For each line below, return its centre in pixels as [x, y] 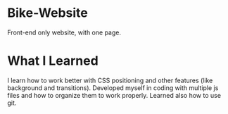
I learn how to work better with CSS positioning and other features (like [110, 80]
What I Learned [53, 61]
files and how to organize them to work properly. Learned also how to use [114, 95]
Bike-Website [47, 13]
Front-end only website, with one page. [64, 32]
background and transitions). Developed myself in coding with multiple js [113, 88]
